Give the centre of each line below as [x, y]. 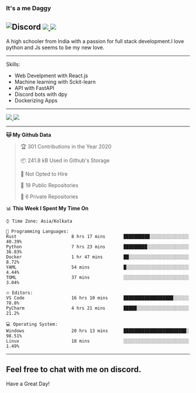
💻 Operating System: [32, 324]
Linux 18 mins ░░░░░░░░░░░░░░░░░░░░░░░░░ [98, 341]
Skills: [13, 64]
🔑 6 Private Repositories [49, 196]
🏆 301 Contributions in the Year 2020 [66, 146]
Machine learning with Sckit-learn [55, 82]
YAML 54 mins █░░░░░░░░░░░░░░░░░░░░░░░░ [98, 267]
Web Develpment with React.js [51, 75]
